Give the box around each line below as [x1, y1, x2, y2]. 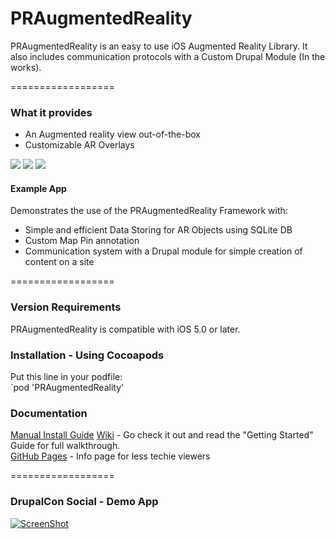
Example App [10, 182, 67, 194]
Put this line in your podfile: [10, 371, 123, 383]
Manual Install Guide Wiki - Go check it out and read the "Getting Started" [10, 429, 314, 441]
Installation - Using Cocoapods [10, 348, 165, 362]
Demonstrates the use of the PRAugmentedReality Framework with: [10, 205, 288, 217]
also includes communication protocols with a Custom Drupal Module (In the [10, 50, 326, 62]
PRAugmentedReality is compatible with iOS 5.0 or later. [10, 323, 241, 335]
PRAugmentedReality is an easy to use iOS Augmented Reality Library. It [10, 40, 308, 52]
